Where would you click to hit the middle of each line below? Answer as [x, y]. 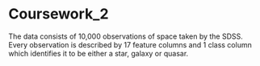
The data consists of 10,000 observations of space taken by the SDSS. [126, 36]
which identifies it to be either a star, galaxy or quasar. [99, 53]
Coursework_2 [59, 14]
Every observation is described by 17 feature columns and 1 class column [130, 44]
